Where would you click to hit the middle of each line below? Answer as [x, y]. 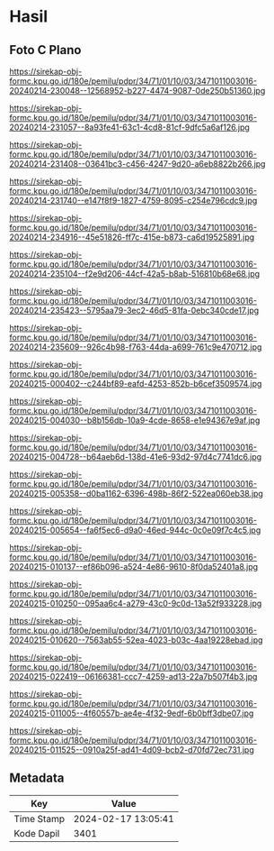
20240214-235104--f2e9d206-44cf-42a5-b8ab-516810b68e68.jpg [135, 274]
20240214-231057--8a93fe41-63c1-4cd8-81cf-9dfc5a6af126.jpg [129, 127]
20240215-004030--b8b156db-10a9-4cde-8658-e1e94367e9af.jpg [135, 420]
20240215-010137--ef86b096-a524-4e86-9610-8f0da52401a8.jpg [134, 567]
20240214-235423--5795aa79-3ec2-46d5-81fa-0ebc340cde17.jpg [134, 310]
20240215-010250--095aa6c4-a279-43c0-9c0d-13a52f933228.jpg [136, 603]
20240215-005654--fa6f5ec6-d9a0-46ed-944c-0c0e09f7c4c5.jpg [135, 530]
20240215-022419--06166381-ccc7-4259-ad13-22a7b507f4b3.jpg [133, 677]
